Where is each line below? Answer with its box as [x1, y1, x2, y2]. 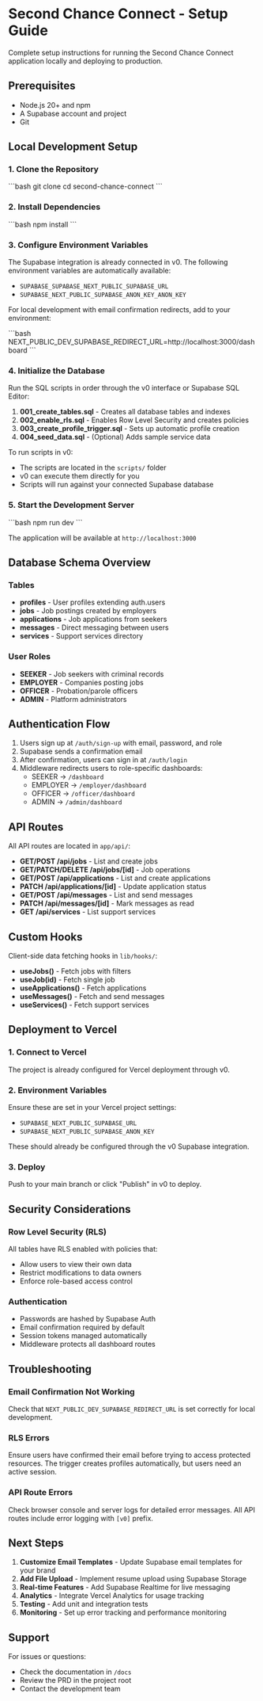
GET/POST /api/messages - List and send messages [19, 891, 193, 900]
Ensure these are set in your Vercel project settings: [8, 1103, 177, 1112]
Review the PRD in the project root [19, 1676, 132, 1685]
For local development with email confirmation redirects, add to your [8, 305, 231, 315]
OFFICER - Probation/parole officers [19, 686, 138, 696]
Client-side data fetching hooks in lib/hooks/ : [8, 952, 158, 961]
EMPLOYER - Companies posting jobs [19, 677, 144, 687]
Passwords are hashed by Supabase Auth [19, 1314, 156, 1324]
